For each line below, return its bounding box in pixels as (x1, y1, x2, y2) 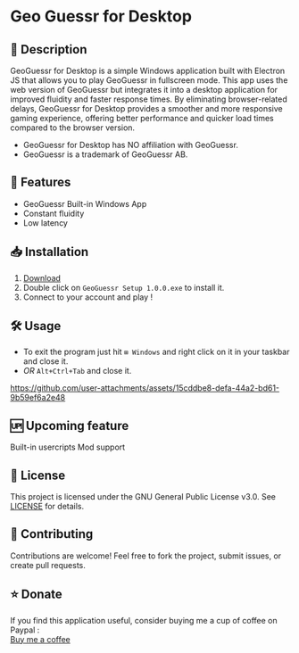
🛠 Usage (10, 318, 62, 334)
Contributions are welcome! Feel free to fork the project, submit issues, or (10, 550, 282, 561)
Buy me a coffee (10, 633, 71, 644)
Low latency (22, 217, 68, 228)
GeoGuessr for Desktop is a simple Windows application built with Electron (10, 65, 286, 76)
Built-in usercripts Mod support (10, 442, 126, 452)
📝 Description (10, 42, 87, 57)
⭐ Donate (10, 587, 63, 602)
